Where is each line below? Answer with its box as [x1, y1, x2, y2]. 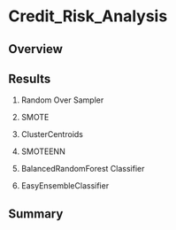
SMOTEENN [20, 146, 65, 157]
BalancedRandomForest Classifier [20, 164, 145, 174]
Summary [8, 206, 64, 221]
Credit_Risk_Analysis [8, 6, 168, 27]
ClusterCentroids [20, 129, 83, 140]
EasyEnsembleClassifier [20, 180, 110, 191]
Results [8, 71, 51, 86]
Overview [8, 42, 64, 57]
